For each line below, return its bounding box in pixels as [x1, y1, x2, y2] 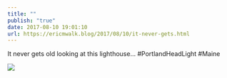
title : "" [7, 10, 37, 18]
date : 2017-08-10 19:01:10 [7, 23, 88, 30]
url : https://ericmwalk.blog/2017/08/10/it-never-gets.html [7, 30, 191, 38]
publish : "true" [7, 17, 56, 24]
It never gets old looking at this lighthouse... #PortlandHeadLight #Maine [7, 50, 221, 58]
